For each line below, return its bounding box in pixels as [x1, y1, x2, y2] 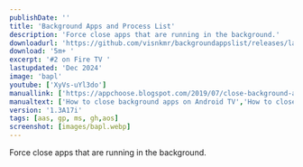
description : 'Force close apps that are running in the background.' [9, 30, 280, 39]
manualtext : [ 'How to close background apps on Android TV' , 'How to [9, 97, 272, 107]
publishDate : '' [9, 13, 70, 23]
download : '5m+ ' [9, 47, 75, 56]
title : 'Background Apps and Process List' [9, 22, 176, 31]
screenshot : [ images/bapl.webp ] [9, 123, 131, 132]
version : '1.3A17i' [9, 106, 83, 115]
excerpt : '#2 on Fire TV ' [9, 55, 111, 64]
